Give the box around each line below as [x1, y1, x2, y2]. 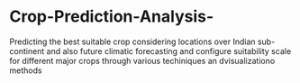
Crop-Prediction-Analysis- [9, 6, 214, 27]
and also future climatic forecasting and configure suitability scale [46, 45, 292, 56]
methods [9, 65, 42, 76]
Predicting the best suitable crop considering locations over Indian [9, 36, 256, 47]
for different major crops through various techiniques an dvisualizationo [9, 55, 276, 66]
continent [9, 45, 45, 56]
